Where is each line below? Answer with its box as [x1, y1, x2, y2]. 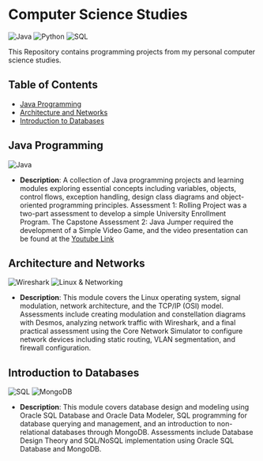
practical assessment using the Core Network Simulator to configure [19, 326, 243, 336]
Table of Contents [8, 78, 99, 92]
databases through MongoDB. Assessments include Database [51, 428, 254, 437]
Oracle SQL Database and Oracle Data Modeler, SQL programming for [19, 410, 247, 420]
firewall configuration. [19, 343, 92, 353]
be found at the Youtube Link [19, 234, 115, 243]
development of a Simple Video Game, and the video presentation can [19, 225, 249, 234]
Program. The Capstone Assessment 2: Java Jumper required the [19, 217, 234, 227]
